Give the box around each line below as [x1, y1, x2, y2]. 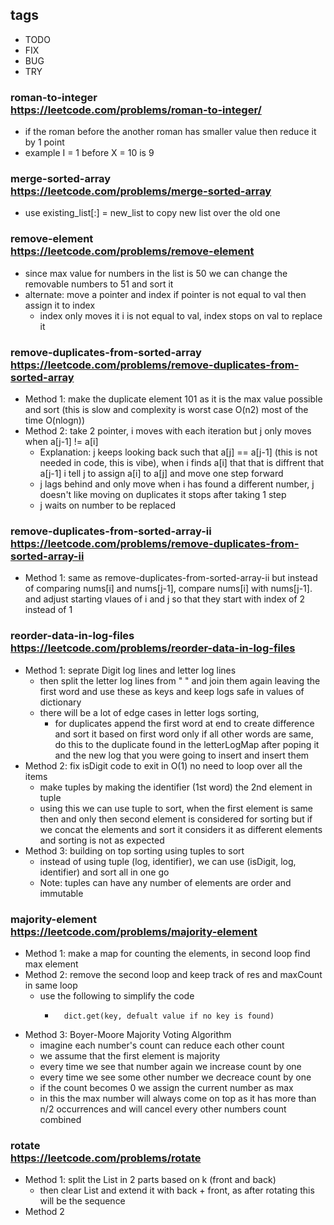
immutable [39, 887, 84, 899]
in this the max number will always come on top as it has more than [39, 1092, 317, 1104]
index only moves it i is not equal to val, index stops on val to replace [39, 309, 323, 322]
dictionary [39, 696, 82, 708]
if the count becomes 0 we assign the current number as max [39, 1081, 294, 1093]
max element [24, 958, 79, 970]
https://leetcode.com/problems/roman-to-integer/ [10, 103, 262, 117]
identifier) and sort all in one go [39, 866, 170, 878]
